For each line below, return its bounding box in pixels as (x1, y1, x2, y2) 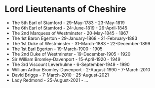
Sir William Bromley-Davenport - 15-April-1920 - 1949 (11, 56, 120, 62)
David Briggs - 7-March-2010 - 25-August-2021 (11, 72, 109, 78)
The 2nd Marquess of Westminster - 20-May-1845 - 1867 (11, 30, 129, 36)
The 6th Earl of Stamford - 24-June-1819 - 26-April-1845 (11, 25, 128, 30)
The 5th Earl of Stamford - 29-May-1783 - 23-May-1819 (11, 20, 125, 26)
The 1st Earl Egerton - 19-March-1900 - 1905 (11, 46, 103, 52)
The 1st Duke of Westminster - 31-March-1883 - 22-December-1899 (11, 40, 151, 46)
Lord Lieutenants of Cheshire (4, 3, 126, 15)
